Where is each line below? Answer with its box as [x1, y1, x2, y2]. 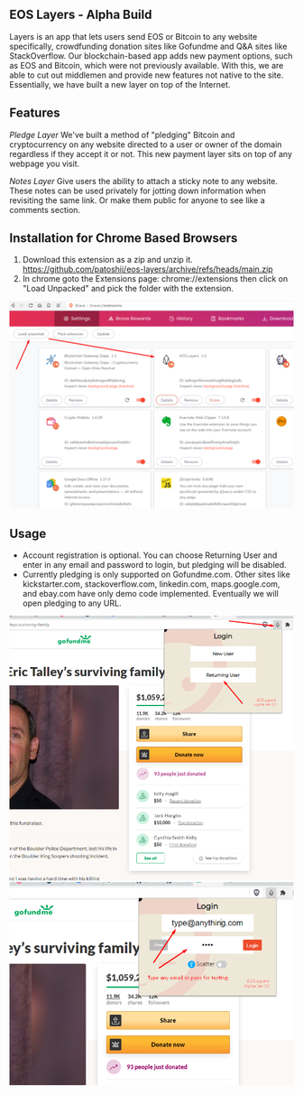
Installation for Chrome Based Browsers [9, 230, 238, 246]
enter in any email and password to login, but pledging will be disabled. [22, 560, 287, 571]
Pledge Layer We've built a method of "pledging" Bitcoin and [9, 129, 235, 140]
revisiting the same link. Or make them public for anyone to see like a [9, 194, 266, 206]
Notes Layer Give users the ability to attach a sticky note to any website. [9, 175, 278, 186]
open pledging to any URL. [22, 598, 122, 608]
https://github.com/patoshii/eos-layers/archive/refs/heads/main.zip [22, 264, 273, 274]
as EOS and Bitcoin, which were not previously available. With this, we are [9, 60, 284, 70]
